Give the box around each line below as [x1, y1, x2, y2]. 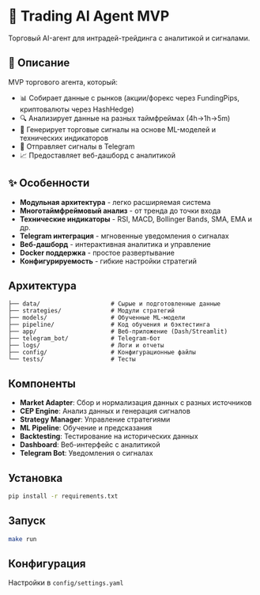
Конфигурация [8, 557, 86, 570]
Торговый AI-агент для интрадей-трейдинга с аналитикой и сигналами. [8, 33, 251, 43]
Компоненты [8, 377, 77, 390]
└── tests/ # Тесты [8, 355, 136, 363]
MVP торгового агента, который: [8, 77, 119, 86]
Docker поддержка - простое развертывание [19, 248, 175, 257]
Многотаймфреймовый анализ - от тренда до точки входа [19, 206, 221, 215]
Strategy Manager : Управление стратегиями [19, 415, 171, 424]
